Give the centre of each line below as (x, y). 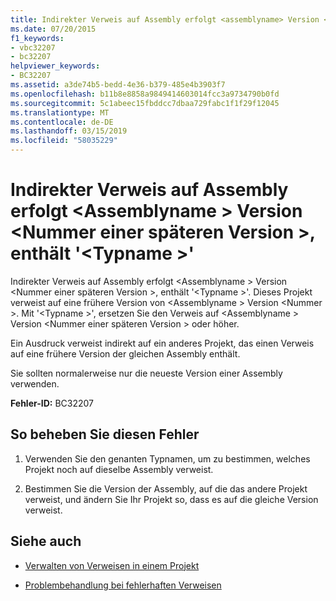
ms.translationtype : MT (60, 112)
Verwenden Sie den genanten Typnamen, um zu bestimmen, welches (167, 458)
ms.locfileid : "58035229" (64, 141)
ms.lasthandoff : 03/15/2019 (69, 131)
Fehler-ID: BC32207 (52, 403)
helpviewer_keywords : (55, 66)
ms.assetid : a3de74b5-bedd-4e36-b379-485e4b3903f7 (118, 85)
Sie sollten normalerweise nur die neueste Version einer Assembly (146, 373)
